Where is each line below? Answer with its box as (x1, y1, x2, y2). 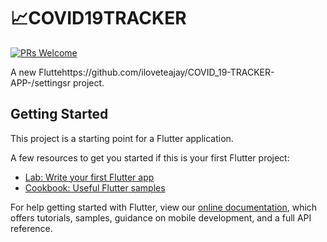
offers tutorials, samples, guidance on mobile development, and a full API (10, 211, 312, 224)
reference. (10, 222, 53, 234)
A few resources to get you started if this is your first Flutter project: (10, 151, 290, 164)
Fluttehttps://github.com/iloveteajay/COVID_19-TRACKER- (38, 66, 275, 78)
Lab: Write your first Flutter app (24, 171, 155, 183)
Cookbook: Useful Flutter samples (24, 181, 166, 194)
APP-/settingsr (10, 76, 72, 89)
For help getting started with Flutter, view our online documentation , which (10, 201, 318, 213)
